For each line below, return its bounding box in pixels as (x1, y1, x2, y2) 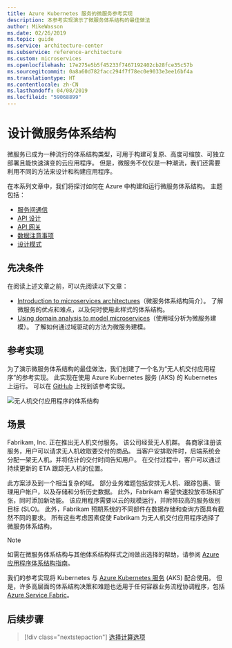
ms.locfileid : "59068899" (7, 94, 81, 101)
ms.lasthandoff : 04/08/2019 (7, 87, 88, 94)
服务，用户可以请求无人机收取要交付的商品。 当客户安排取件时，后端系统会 (7, 447, 221, 456)
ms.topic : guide (7, 36, 54, 43)
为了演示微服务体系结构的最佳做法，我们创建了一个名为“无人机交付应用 (7, 364, 210, 372)
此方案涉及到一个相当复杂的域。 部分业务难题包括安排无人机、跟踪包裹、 (7, 479, 215, 487)
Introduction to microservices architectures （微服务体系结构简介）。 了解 (17, 296, 224, 305)
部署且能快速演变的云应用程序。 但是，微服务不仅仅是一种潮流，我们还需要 (7, 159, 221, 167)
